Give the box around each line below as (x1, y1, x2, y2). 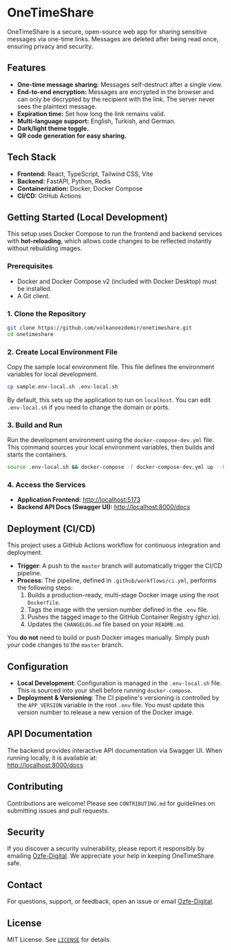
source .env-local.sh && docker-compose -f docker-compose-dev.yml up (7, 464, 214, 471)
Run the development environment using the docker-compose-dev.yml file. (7, 436, 214, 444)
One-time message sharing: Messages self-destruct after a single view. (16, 80, 223, 89)
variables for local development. (7, 370, 98, 379)
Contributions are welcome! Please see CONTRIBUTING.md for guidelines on (7, 799, 215, 807)
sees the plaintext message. (16, 102, 97, 111)
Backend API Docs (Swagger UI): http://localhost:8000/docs (16, 503, 190, 511)
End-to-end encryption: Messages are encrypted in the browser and (16, 87, 214, 96)
